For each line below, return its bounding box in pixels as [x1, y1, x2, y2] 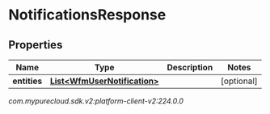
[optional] [221, 75, 259, 87]
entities [12, 75, 43, 87]
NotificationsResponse [8, 6, 167, 24]
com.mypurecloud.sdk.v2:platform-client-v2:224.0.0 [8, 96, 184, 106]
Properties [8, 38, 63, 52]
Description [167, 62, 213, 73]
